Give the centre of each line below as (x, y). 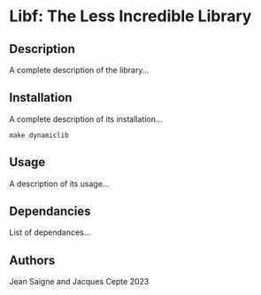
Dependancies (50, 212)
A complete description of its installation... (86, 119)
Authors (32, 260)
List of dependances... (50, 232)
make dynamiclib (39, 135)
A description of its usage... (59, 184)
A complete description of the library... (79, 70)
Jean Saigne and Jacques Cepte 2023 (79, 282)
